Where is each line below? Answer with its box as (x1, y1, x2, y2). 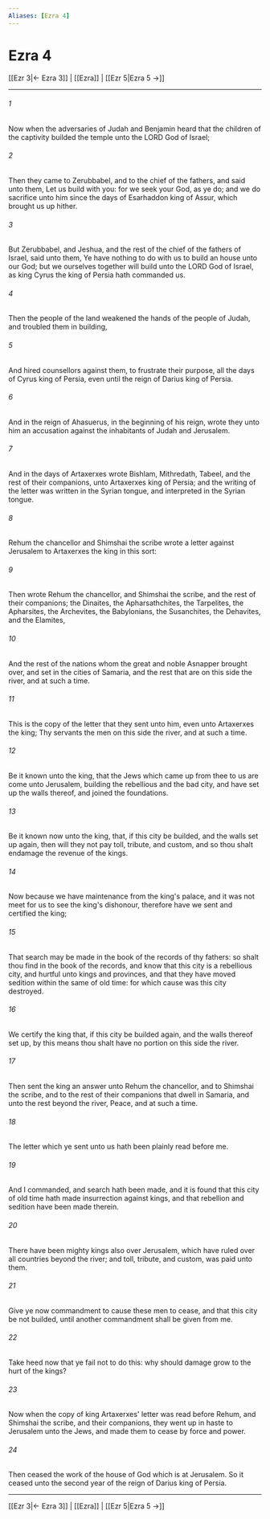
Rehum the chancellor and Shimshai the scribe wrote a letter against (8, 538, 235, 547)
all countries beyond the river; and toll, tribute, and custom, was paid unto (8, 1254, 253, 1263)
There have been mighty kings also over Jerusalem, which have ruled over (8, 1245, 256, 1255)
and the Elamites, (8, 616, 66, 625)
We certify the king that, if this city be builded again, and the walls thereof (8, 1030, 253, 1039)
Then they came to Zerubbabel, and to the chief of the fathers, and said (8, 175, 246, 185)
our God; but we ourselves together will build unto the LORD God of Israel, (8, 262, 254, 272)
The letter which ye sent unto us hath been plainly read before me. (8, 1142, 229, 1152)
